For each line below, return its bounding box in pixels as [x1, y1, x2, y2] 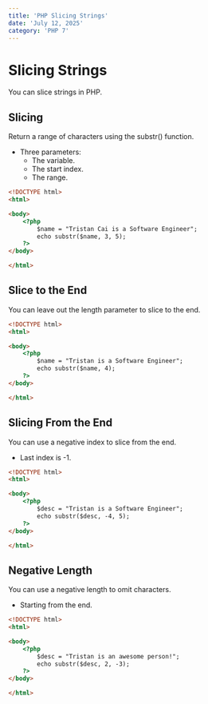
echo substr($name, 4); [37, 364, 116, 372]
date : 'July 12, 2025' [8, 19, 84, 27]
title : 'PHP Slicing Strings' [8, 11, 109, 20]
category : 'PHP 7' [8, 26, 69, 34]
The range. [31, 173, 69, 182]
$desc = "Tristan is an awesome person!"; [37, 652, 180, 660]
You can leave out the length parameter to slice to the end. [8, 304, 201, 314]
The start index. [31, 165, 84, 174]
